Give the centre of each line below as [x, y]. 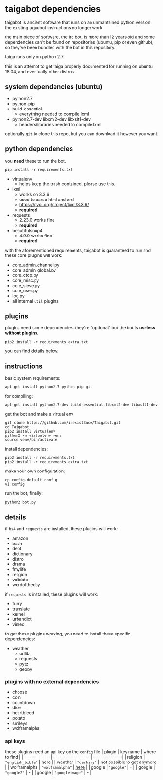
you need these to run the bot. [36, 161]
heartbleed [23, 713]
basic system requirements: [33, 378]
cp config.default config [31, 480]
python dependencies [39, 149]
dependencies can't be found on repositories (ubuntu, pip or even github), [80, 42]
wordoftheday [26, 585]
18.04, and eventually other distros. [40, 71]
